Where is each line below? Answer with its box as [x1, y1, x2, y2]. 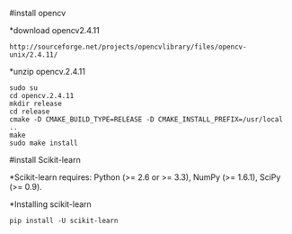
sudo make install [9, 139, 78, 148]
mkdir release [9, 99, 63, 108]
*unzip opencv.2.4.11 [9, 67, 85, 76]
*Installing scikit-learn [9, 199, 92, 210]
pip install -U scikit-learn [9, 216, 119, 225]
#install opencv [9, 8, 66, 18]
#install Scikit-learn [9, 155, 81, 165]
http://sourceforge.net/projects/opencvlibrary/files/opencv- [9, 42, 247, 51]
